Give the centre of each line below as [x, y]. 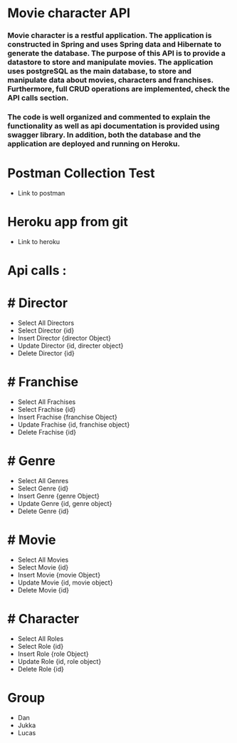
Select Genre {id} [43, 488]
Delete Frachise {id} [47, 432]
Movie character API [69, 13]
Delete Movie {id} [43, 590]
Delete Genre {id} [43, 511]
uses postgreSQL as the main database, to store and [100, 71]
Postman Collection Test [81, 173]
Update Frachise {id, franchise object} [74, 424]
